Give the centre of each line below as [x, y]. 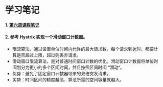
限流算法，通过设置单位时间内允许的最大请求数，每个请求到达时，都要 [83, 49]
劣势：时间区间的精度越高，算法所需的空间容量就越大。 [68, 80]
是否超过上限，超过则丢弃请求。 [49, 55]
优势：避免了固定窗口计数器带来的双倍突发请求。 [61, 73]
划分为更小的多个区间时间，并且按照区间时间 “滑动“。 [70, 67]
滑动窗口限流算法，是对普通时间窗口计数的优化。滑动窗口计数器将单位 [83, 61]
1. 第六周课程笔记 [22, 25]
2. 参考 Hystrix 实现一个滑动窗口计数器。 [46, 37]
